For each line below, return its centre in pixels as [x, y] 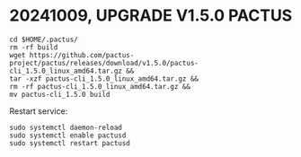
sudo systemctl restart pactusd [70, 143]
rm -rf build [34, 47]
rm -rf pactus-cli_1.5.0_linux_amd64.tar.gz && [100, 86]
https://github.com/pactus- [82, 55]
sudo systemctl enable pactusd [68, 135]
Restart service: [39, 111]
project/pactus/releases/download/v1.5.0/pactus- [104, 63]
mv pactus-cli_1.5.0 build [60, 94]
